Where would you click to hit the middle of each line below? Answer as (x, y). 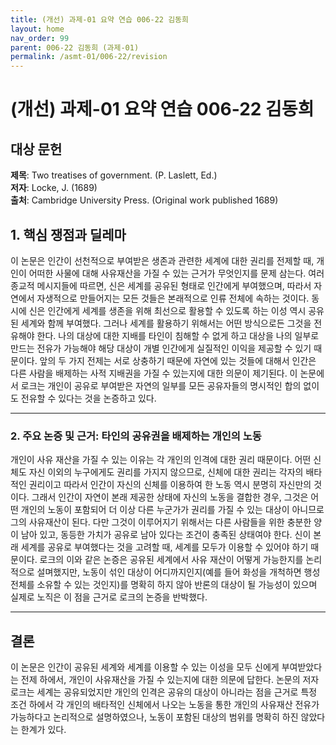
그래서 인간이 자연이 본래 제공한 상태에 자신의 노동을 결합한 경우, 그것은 (170, 497)
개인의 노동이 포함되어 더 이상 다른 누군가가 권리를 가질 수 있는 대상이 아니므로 (172, 510)
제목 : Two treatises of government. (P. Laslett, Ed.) (114, 175)
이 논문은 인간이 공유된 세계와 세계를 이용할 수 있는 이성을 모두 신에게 (145, 667)
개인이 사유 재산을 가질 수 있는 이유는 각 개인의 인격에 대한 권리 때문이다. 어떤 (161, 460)
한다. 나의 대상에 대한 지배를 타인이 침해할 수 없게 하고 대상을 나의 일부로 (178, 335)
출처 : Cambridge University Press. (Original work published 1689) (144, 200)
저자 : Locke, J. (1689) (54, 188)
